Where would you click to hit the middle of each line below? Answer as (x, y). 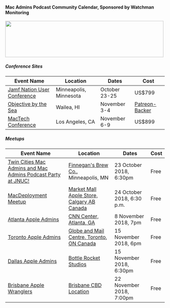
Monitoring (17, 12)
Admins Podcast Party (34, 174)
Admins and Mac (28, 168)
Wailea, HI (68, 107)
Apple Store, (83, 196)
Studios (77, 265)
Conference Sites (24, 66)
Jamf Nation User (29, 90)
